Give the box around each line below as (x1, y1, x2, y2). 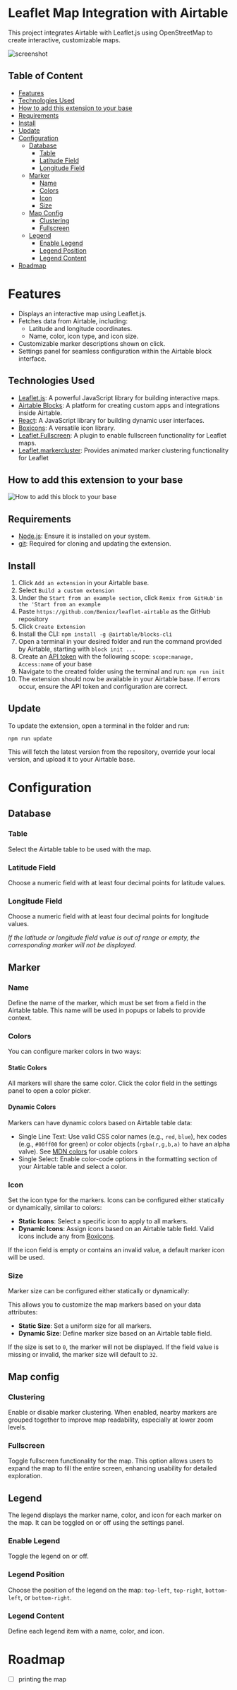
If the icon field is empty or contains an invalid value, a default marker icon (8, 1245, 225, 1254)
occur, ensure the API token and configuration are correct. (18, 682, 188, 690)
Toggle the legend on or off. (8, 1552, 89, 1561)
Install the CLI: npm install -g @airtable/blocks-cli (18, 630, 172, 638)
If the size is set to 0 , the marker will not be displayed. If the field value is (8, 1343, 219, 1351)
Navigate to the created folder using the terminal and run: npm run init (18, 667, 225, 676)
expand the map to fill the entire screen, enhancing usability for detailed (8, 1464, 217, 1473)
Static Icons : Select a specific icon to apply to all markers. (18, 1216, 188, 1225)
